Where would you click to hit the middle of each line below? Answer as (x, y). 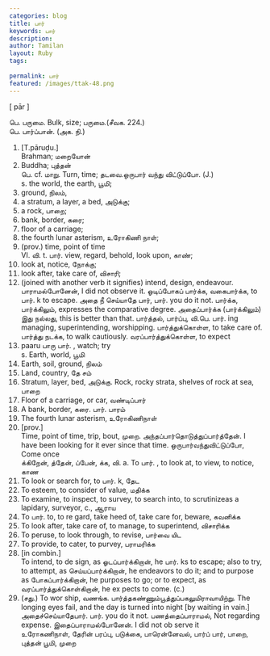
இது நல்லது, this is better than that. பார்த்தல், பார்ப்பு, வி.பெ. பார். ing (129, 318)
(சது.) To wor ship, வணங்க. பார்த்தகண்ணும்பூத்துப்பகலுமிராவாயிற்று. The (135, 598)
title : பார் (27, 23)
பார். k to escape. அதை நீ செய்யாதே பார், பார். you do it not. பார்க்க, (129, 300)
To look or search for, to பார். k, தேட (80, 481)
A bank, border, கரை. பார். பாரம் (73, 409)
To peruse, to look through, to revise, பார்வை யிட (101, 535)
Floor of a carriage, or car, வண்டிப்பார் (83, 400)
